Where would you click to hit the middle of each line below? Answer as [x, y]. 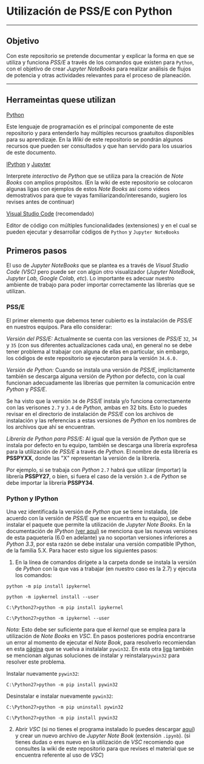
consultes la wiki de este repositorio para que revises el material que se [104, 748]
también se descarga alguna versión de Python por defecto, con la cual [96, 376]
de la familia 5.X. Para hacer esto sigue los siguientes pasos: [82, 550]
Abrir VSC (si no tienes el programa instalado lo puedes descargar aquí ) [105, 729]
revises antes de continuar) [40, 201]
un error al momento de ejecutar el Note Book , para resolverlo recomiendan [101, 642]
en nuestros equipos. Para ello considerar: [59, 327]
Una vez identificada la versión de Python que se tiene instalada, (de [92, 512]
